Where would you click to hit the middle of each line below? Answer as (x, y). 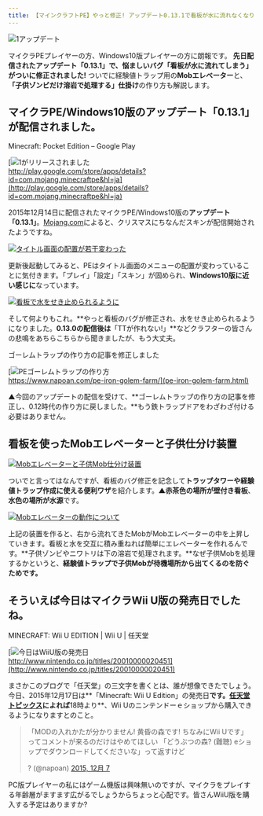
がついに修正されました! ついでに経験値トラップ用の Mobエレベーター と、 (128, 75)
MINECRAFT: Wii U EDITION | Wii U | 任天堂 (79, 636)
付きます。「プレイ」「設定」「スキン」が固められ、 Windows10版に (135, 275)
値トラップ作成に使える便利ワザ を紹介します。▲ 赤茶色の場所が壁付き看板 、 (131, 491)
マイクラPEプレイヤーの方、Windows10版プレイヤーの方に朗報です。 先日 (128, 55)
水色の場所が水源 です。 (46, 501)
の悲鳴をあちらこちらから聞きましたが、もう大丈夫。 (94, 338)
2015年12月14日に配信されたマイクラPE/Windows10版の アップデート (119, 212)
